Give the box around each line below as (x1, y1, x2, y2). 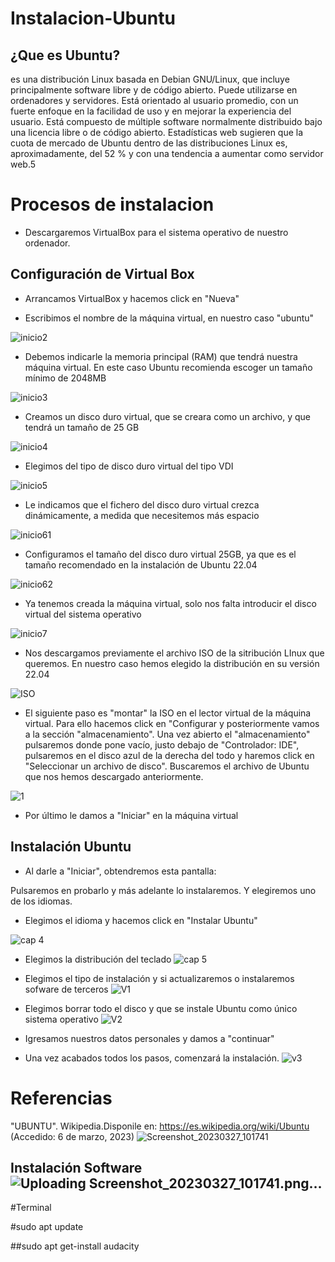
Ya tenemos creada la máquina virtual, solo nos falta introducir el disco (24, 597, 317, 609)
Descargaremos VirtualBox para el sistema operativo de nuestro (24, 226, 289, 238)
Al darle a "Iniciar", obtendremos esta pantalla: (24, 865, 217, 877)
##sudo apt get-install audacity (10, 1240, 140, 1252)
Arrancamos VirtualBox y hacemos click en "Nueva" (24, 292, 240, 304)
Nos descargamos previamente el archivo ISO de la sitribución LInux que (24, 647, 325, 659)
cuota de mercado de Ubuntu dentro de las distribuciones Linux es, (10, 137, 288, 149)
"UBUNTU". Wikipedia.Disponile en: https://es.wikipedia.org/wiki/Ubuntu (10, 1120, 310, 1132)
